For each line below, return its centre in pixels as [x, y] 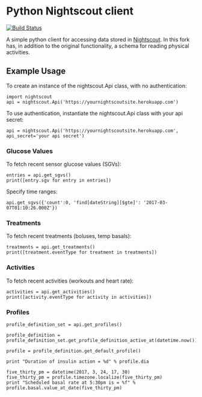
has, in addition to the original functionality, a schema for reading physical [98, 46]
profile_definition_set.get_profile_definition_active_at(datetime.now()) [102, 340]
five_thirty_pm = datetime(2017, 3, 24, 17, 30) [68, 372]
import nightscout [29, 97]
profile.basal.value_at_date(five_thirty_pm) [64, 388]
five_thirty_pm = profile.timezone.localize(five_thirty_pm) [84, 377]
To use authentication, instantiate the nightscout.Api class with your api [95, 113]
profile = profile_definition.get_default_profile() [74, 351]
